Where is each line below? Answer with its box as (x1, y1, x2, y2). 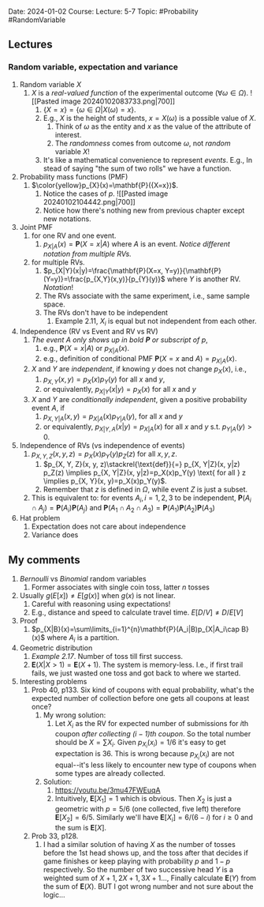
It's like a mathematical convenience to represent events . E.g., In (43, 155, 253, 164)
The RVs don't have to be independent (43, 308, 168, 318)
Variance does (31, 530, 79, 540)
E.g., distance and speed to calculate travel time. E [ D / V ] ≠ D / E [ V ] (31, 608, 244, 617)
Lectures (8, 38, 53, 51)
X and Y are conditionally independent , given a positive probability (31, 395, 247, 405)
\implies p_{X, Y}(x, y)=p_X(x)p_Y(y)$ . (43, 476, 167, 485)
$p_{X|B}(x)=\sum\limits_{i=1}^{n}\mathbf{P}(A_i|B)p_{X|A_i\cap (31, 624, 240, 634)
